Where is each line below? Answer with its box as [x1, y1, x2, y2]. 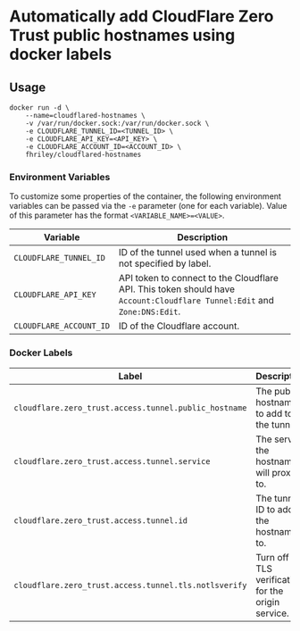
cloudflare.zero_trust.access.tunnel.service [13, 456, 211, 466]
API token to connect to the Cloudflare [118, 272, 279, 285]
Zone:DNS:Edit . [118, 305, 181, 318]
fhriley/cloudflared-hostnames [25, 150, 142, 159]
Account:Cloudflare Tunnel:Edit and [118, 295, 274, 307]
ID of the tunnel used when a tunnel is [118, 246, 277, 259]
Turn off [255, 551, 289, 563]
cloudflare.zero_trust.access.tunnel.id [13, 515, 187, 526]
